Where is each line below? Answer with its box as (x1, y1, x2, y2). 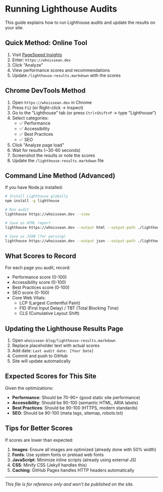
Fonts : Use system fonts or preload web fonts (12, 452, 104, 457)
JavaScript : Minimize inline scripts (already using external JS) (12, 456, 137, 463)
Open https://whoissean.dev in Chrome (12, 99, 92, 105)
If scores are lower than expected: (5, 437, 74, 443)
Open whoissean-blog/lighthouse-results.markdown (12, 337, 116, 343)
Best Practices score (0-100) (12, 285, 70, 291)
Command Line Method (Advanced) (5, 171, 115, 180)
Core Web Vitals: (12, 295, 46, 301)
